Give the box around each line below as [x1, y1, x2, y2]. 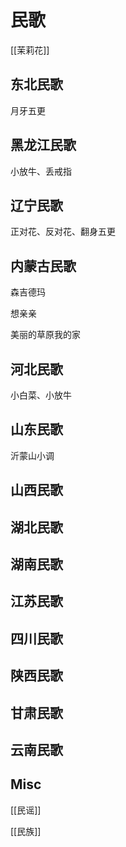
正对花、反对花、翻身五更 [10, 226, 116, 238]
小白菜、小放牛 [10, 389, 72, 401]
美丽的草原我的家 [10, 329, 81, 341]
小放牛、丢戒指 [10, 165, 72, 177]
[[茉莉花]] [10, 44, 50, 56]
